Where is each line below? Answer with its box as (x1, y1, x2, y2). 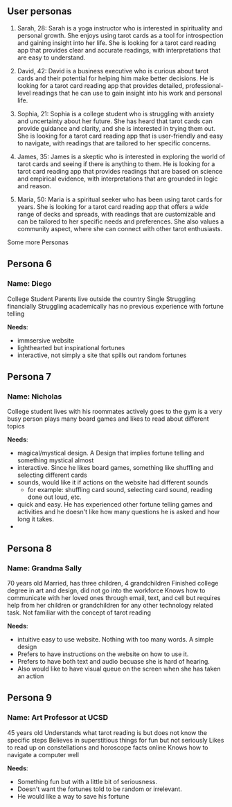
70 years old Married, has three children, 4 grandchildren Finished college (7, 579, 219, 587)
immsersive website (17, 336, 75, 345)
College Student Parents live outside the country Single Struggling (7, 294, 196, 303)
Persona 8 (7, 543, 53, 554)
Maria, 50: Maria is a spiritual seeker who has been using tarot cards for (17, 195, 223, 203)
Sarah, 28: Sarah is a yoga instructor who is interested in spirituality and (17, 24, 223, 32)
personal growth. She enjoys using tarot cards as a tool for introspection (17, 31, 224, 39)
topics (7, 422, 26, 430)
